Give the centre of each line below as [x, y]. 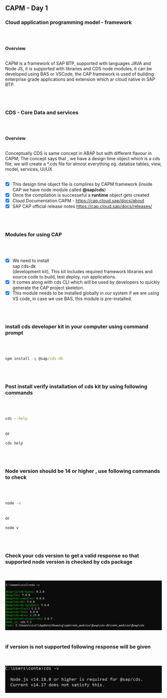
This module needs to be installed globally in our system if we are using [86, 293]
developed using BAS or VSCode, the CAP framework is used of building [80, 74]
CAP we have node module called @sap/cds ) [59, 190]
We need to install [31, 260]
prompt [14, 333]
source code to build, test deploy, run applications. [64, 277]
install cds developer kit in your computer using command [77, 327]
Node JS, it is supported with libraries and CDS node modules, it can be [79, 68]
